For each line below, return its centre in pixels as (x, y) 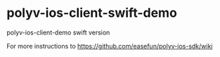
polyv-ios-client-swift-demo (92, 13)
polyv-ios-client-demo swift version (58, 32)
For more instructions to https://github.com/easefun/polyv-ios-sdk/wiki (110, 46)
